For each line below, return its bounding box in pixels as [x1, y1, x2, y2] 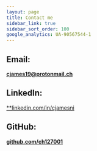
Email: [6, 54, 31, 65]
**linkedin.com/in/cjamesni [6, 104, 75, 111]
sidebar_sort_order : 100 [6, 26, 70, 32]
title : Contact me [6, 15, 53, 21]
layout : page [6, 9, 40, 15]
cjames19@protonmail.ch [6, 70, 73, 77]
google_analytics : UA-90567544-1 [6, 32, 92, 38]
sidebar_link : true [6, 20, 56, 26]
